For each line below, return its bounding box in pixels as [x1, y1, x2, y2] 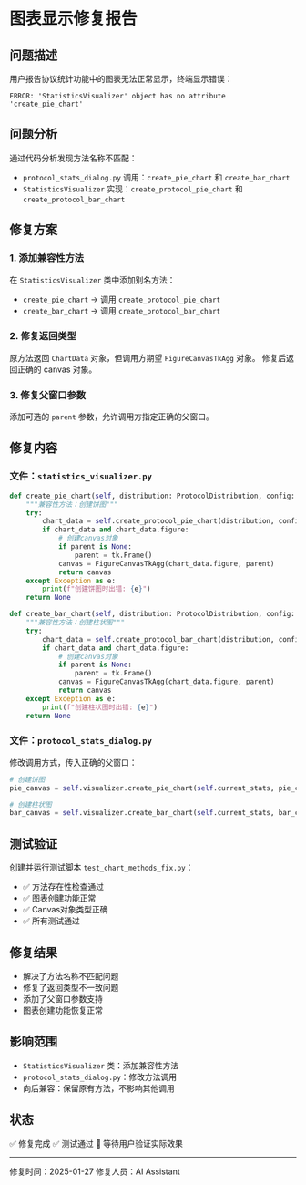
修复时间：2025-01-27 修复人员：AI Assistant [9, 1166, 180, 1177]
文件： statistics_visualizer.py [9, 470, 153, 483]
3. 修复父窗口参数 [9, 388, 87, 401]
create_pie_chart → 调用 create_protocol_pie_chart [22, 294, 221, 304]
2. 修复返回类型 [9, 330, 77, 343]
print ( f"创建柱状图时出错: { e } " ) [42, 703, 158, 712]
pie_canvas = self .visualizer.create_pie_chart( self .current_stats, [9, 783, 275, 793]
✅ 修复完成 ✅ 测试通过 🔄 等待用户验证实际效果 [9, 1138, 184, 1149]
